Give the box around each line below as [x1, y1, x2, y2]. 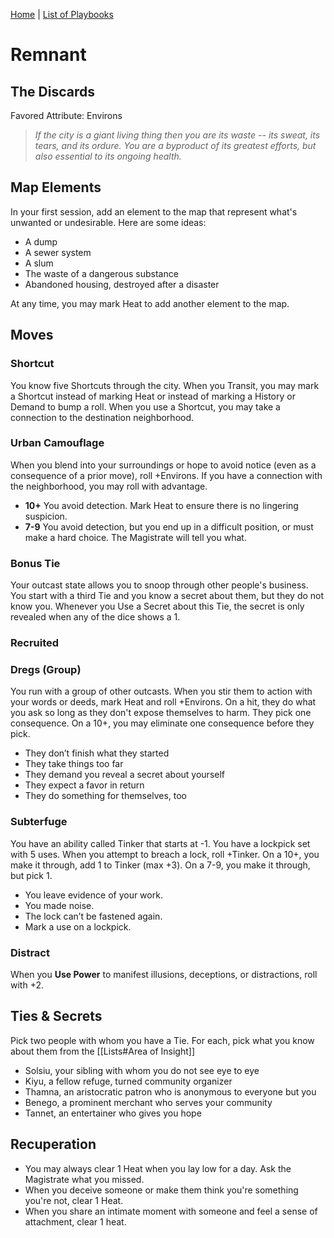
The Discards [10, 83, 95, 100]
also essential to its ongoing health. [34, 150, 182, 162]
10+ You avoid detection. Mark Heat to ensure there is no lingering [24, 499, 299, 511]
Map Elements [10, 179, 102, 196]
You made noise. [24, 899, 95, 911]
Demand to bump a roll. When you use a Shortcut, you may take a [10, 400, 281, 413]
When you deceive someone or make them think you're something [24, 1184, 299, 1196]
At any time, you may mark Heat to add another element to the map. [10, 297, 290, 309]
